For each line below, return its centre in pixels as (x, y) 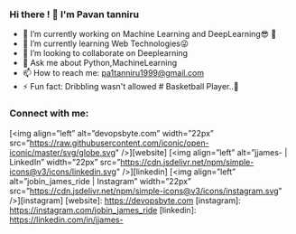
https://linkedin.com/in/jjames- (66, 220)
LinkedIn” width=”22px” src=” (65, 162)
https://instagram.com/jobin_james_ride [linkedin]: (103, 210)
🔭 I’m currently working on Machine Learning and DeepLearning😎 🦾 (149, 34)
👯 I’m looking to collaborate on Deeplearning (105, 53)
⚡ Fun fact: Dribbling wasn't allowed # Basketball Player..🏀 (130, 87)
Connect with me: (49, 114)
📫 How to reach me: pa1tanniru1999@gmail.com (113, 73)
